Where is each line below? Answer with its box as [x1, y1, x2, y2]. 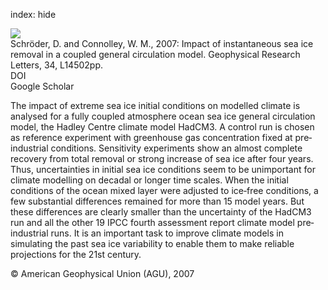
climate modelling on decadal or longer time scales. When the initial [10, 174, 289, 186]
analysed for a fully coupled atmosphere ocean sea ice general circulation [10, 110, 316, 122]
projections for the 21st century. [10, 249, 142, 260]
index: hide [10, 9, 57, 20]
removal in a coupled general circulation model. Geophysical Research [10, 49, 301, 60]
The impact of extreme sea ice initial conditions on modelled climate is [10, 100, 301, 111]
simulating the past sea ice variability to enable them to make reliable [10, 238, 295, 249]
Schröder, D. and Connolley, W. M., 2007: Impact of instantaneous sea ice [10, 38, 314, 49]
